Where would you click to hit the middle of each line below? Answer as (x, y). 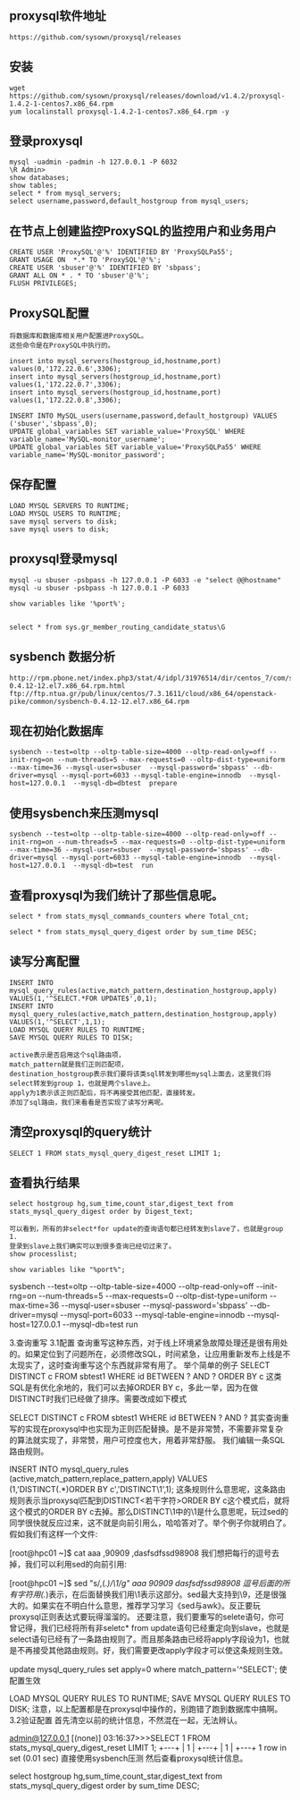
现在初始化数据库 (56, 730)
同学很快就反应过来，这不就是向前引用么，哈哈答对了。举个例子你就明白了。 (150, 1523)
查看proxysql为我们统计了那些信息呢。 (117, 895)
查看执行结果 (45, 1182)
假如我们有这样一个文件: (54, 1534)
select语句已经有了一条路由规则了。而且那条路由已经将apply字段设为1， (142, 1639)
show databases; (39, 178)
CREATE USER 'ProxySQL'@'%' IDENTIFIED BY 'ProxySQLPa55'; (121, 252)
